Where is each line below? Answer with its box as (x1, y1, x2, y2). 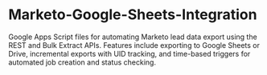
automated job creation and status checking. (8, 57, 157, 67)
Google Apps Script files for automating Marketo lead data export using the (8, 32, 257, 41)
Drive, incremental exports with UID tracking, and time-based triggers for (8, 49, 251, 58)
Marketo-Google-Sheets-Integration (8, 6, 257, 24)
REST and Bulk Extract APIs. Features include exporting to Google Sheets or (8, 40, 260, 49)
